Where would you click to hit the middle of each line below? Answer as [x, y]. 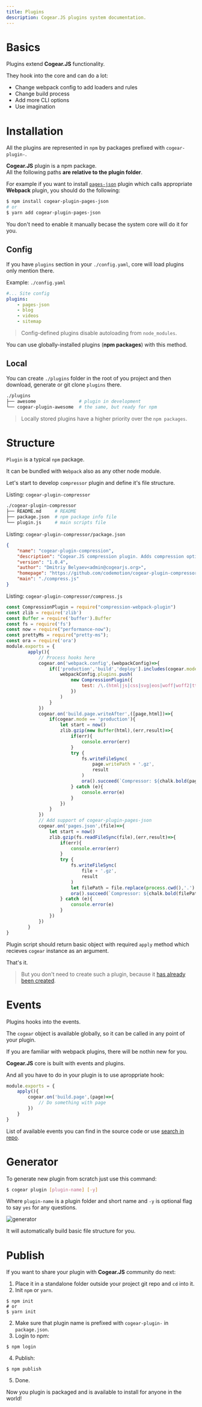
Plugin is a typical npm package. [45, 460]
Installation [35, 131]
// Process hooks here [67, 658]
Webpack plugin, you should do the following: [63, 190]
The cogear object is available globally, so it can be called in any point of [96, 1033]
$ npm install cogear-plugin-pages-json [58, 202]
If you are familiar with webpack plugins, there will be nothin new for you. [97, 1051]
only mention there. [30, 271]
